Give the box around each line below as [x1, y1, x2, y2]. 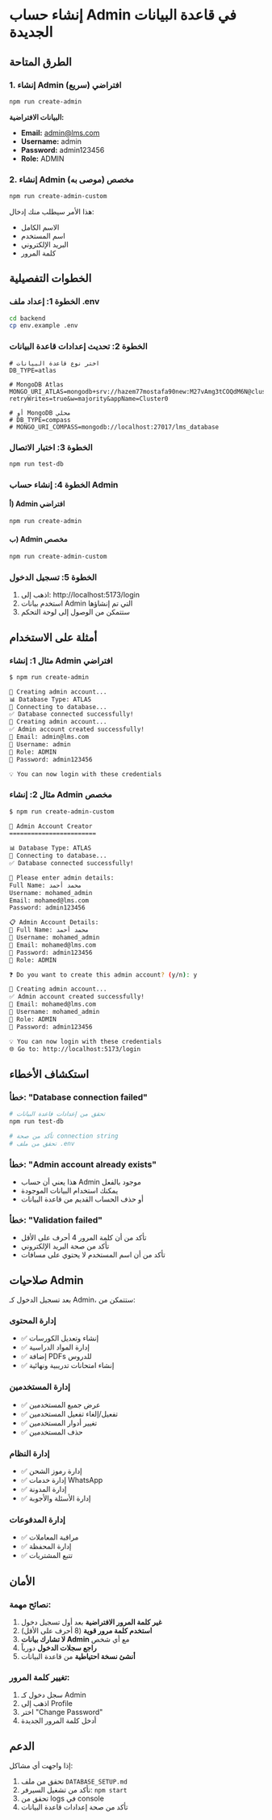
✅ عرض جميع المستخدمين [20, 1400, 101, 1409]
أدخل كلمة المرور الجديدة [20, 1716, 97, 1725]
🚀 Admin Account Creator [9, 822, 93, 830]
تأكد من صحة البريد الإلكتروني [20, 1241, 110, 1251]
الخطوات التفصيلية [9, 272, 92, 285]
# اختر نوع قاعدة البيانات [9, 359, 100, 367]
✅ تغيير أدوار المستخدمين [20, 1417, 98, 1428]
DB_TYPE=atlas [9, 366, 57, 374]
